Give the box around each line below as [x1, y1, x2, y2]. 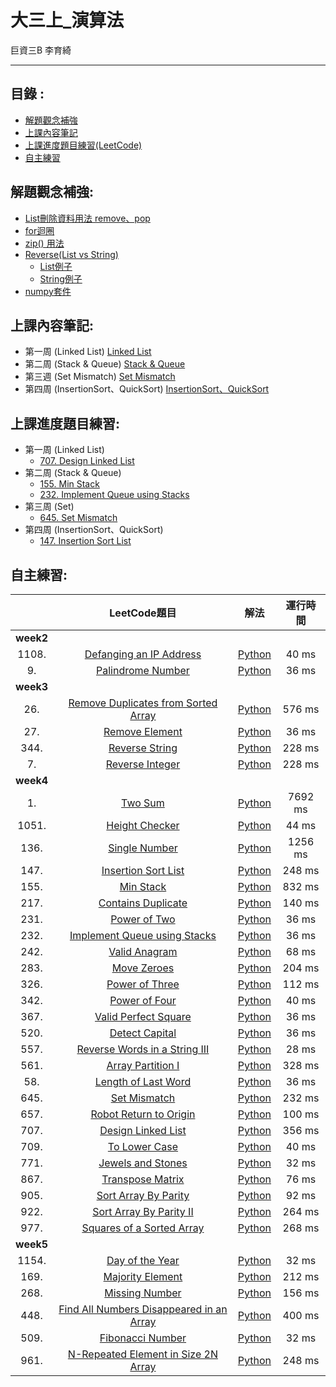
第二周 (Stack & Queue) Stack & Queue [24, 358, 186, 370]
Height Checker [106, 819, 180, 832]
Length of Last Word [94, 1075, 192, 1088]
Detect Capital [109, 1026, 177, 1040]
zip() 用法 [24, 237, 65, 249]
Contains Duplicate [98, 896, 188, 910]
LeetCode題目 [109, 606, 177, 620]
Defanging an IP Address [84, 647, 202, 661]
